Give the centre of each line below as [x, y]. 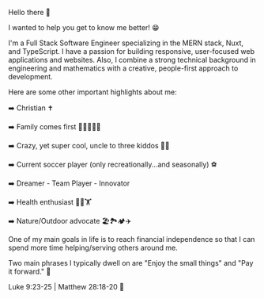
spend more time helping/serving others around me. [93, 247]
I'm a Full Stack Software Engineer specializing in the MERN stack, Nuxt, [126, 43]
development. [30, 77]
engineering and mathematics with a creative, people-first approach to [123, 68]
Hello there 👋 [30, 12]
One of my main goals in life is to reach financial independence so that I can [132, 239]
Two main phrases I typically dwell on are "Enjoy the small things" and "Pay [131, 263]
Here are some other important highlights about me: [92, 92]
